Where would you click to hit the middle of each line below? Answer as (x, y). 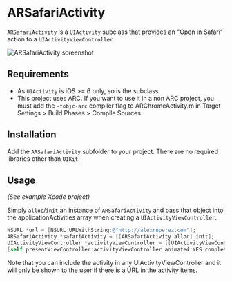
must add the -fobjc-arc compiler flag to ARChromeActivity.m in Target (119, 106)
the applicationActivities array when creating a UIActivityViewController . (112, 217)
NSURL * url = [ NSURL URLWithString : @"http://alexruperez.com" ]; (101, 230)
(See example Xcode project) (49, 197)
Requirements (38, 74)
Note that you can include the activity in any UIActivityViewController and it (114, 262)
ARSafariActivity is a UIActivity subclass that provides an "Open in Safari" (115, 32)
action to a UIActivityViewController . (61, 39)
